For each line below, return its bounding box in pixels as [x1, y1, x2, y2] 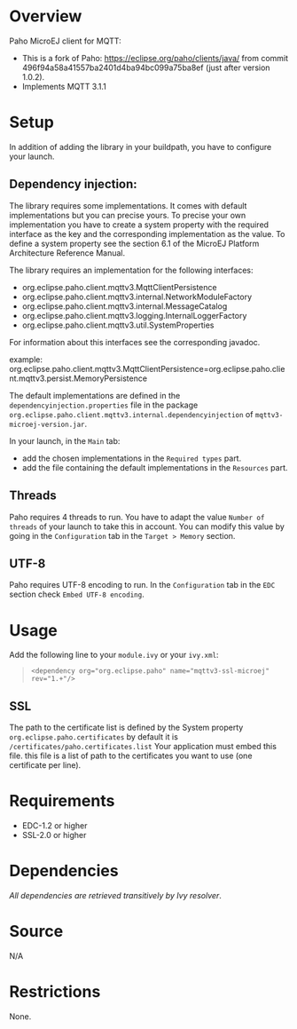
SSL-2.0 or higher [21, 830, 87, 840]
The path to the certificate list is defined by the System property [9, 722, 244, 733]
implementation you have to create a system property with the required [9, 219, 269, 230]
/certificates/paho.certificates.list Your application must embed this [9, 741, 277, 752]
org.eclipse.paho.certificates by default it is [9, 732, 179, 742]
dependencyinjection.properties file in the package [9, 400, 199, 410]
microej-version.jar [9, 420, 86, 429]
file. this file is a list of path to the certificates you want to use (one [9, 750, 253, 761]
